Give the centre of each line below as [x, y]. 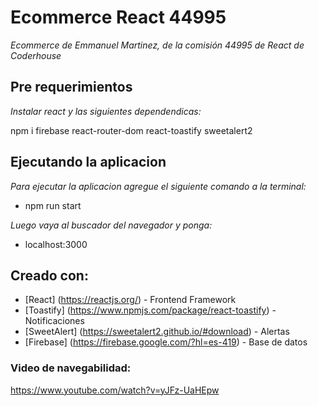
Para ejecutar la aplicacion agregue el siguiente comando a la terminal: [158, 186]
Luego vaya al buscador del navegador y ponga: [111, 225]
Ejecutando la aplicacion [88, 162]
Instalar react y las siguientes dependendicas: [106, 111]
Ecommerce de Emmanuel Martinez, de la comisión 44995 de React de [157, 45]
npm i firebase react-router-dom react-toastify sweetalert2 [131, 130]
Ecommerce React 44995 [118, 17]
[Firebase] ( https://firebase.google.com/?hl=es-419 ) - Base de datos [166, 342]
